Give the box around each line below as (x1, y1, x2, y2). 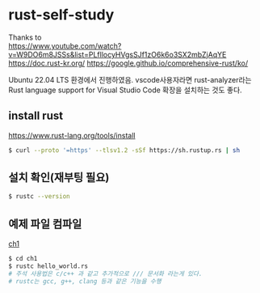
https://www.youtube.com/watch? (8, 40, 122, 50)
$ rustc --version (8, 193, 70, 201)
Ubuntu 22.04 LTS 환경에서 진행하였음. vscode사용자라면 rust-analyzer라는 (8, 74, 252, 84)
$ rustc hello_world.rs (8, 262, 89, 270)
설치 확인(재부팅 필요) (8, 171, 110, 185)
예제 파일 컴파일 (8, 217, 82, 231)
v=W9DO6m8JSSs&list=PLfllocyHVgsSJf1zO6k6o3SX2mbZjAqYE (8, 49, 227, 59)
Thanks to (8, 32, 42, 42)
